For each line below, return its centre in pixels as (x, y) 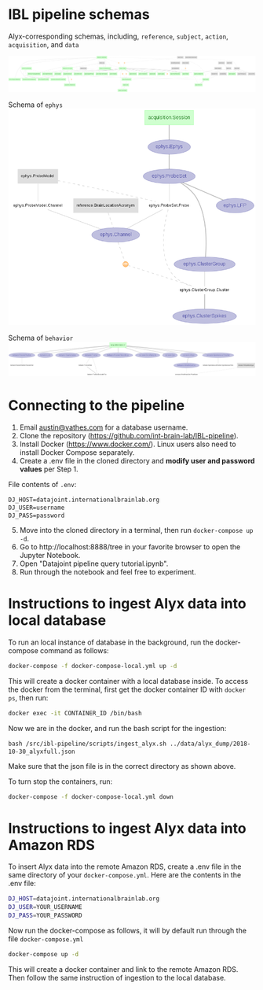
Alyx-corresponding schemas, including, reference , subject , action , (119, 36)
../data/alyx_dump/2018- (210, 744)
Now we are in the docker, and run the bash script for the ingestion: (117, 728)
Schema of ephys (35, 105)
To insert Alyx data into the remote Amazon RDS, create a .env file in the (125, 866)
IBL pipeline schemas (79, 15)
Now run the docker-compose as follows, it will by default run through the (128, 931)
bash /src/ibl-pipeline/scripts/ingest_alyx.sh (88, 744)
